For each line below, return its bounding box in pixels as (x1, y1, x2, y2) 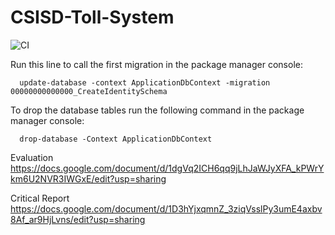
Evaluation (10, 151, 54, 163)
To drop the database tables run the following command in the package (10, 104, 305, 116)
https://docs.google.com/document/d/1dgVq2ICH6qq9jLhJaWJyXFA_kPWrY (10, 162, 325, 174)
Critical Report (10, 192, 70, 204)
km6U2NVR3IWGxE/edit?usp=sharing (10, 172, 167, 185)
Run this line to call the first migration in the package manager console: (10, 58, 303, 70)
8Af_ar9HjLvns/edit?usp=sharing (10, 213, 146, 225)
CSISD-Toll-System (10, 6, 175, 29)
